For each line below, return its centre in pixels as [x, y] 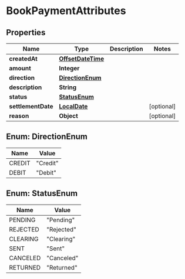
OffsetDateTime [82, 59]
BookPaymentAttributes [66, 11]
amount [20, 68]
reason [19, 116]
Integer [69, 68]
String [68, 87]
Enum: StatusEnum [42, 194]
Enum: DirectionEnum [47, 137]
